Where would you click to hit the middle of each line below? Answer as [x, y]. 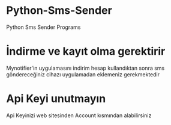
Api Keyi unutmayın [56, 99]
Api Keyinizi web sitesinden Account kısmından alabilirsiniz [79, 115]
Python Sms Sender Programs [43, 27]
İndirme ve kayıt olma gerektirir [86, 51]
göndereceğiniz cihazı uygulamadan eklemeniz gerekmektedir [83, 74]
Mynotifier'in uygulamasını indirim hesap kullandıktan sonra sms [85, 68]
